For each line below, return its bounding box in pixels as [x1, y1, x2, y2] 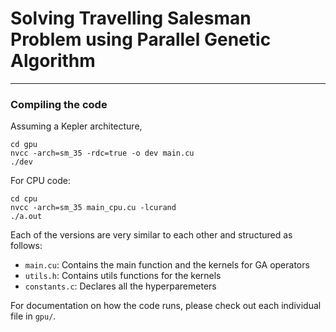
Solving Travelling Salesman [10, 7, 252, 30]
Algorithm [10, 50, 96, 72]
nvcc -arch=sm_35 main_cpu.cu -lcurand [10, 203, 177, 213]
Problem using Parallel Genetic [10, 28, 272, 51]
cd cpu [10, 194, 38, 204]
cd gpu [10, 140, 38, 150]
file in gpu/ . [10, 310, 57, 322]
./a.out [10, 212, 43, 222]
